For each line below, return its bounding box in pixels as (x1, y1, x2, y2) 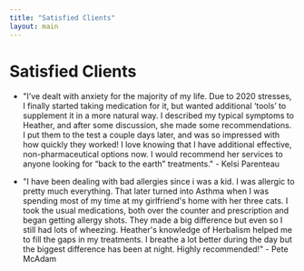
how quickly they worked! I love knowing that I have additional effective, (22, 139, 292, 150)
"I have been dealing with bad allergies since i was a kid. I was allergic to (22, 176, 295, 187)
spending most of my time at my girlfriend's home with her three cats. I (22, 196, 289, 206)
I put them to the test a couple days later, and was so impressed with (22, 129, 280, 141)
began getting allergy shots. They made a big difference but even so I (22, 215, 283, 226)
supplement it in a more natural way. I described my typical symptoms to (22, 110, 295, 121)
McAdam (22, 254, 57, 265)
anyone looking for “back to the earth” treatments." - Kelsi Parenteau (22, 158, 279, 169)
